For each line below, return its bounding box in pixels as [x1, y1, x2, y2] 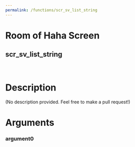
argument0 [5, 135, 34, 142]
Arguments [5, 117, 55, 128]
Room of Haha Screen [5, 29, 100, 41]
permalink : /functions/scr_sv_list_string [5, 7, 98, 13]
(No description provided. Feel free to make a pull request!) [5, 99, 131, 105]
